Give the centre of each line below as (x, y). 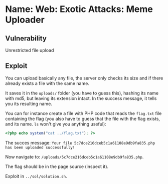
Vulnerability (26, 38)
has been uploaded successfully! (40, 147)
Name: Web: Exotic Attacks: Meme (79, 9)
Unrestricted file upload (30, 50)
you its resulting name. (29, 103)
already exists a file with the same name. (47, 83)
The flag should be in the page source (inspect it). (57, 166)
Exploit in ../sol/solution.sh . (36, 176)
